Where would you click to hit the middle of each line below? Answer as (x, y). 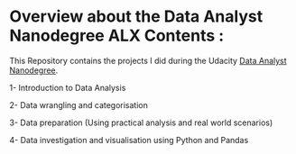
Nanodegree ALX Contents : (117, 36)
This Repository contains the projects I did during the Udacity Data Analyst (148, 60)
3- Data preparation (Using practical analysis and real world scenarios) (141, 122)
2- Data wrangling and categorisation (79, 104)
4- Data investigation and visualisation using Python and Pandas (129, 140)
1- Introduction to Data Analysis (68, 87)
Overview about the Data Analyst (136, 17)
